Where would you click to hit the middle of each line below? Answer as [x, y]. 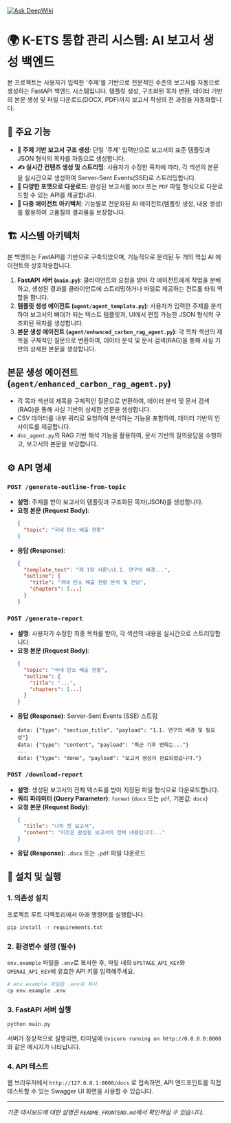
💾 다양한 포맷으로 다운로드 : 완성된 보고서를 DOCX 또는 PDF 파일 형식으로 [111, 186]
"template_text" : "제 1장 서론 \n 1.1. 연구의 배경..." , [97, 570]
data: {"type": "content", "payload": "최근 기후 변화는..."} [103, 745]
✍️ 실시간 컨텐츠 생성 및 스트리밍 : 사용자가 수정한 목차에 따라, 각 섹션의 [111, 167]
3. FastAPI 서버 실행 [39, 1010]
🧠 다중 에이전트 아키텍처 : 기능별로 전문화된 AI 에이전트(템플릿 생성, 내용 [112, 204]
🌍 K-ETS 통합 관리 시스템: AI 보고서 [104, 41]
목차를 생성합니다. [59, 323]
